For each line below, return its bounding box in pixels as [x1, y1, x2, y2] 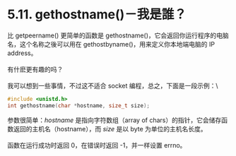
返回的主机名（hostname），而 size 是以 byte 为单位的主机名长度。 [13, 124, 207, 133]
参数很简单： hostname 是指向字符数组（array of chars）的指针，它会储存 [7, 116, 222, 124]
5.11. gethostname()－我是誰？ [7, 6, 187, 23]
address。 [7, 49, 37, 57]
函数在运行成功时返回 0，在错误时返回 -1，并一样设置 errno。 [7, 140, 187, 149]
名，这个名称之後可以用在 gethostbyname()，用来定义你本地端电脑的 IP [7, 40, 216, 48]
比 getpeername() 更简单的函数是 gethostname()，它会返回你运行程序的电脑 [7, 31, 230, 40]
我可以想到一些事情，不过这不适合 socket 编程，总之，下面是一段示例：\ [7, 81, 218, 90]
